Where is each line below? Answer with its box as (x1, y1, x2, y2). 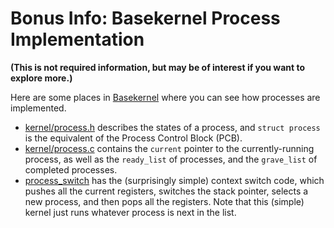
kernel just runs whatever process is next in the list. (24, 206, 237, 218)
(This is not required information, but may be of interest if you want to (10, 61, 306, 73)
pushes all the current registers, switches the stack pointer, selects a (24, 185, 309, 197)
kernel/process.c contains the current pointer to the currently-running (24, 142, 315, 154)
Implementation (10, 28, 145, 51)
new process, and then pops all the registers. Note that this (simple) (24, 195, 305, 207)
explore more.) (10, 72, 73, 84)
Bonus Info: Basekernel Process (10, 7, 281, 30)
